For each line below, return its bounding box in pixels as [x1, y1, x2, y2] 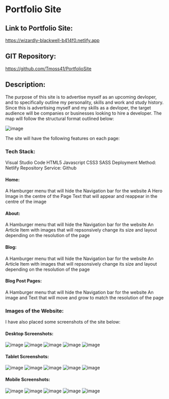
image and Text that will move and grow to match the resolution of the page [5, 294, 164, 301]
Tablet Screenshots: [5, 353, 49, 359]
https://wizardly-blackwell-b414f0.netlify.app [5, 37, 100, 43]
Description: [5, 80, 46, 89]
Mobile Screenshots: [5, 377, 50, 383]
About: [5, 210, 20, 216]
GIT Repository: [5, 52, 57, 61]
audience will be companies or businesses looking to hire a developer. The [5, 110, 162, 116]
